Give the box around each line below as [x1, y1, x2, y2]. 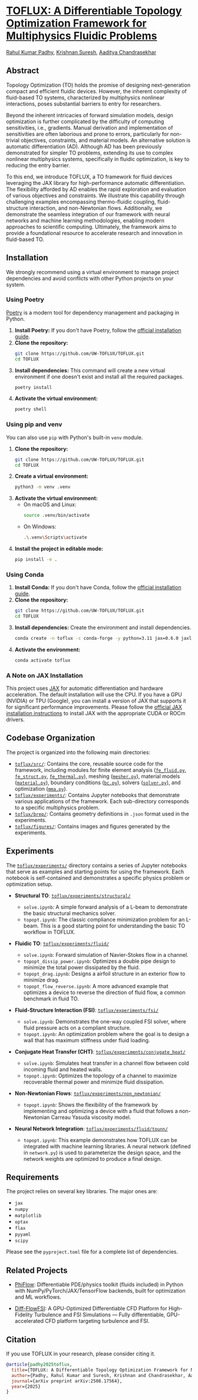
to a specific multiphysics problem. [14, 804, 100, 811]
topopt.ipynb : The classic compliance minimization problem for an [23, 916, 185, 923]
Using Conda [6, 570, 44, 579]
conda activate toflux [14, 657, 71, 663]
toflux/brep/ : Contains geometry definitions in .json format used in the [14, 810, 190, 817]
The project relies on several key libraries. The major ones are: [6, 1188, 158, 1195]
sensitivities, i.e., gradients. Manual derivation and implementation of [6, 124, 173, 131]
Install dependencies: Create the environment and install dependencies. [14, 623, 192, 631]
